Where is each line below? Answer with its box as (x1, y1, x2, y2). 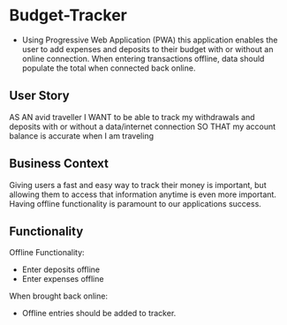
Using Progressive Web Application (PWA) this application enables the (21, 34, 278, 45)
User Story (9, 88, 70, 103)
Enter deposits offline (21, 264, 100, 275)
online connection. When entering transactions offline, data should (21, 53, 265, 64)
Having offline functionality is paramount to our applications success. (9, 198, 262, 208)
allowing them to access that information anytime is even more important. (9, 189, 276, 200)
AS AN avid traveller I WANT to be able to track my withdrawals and (9, 111, 255, 122)
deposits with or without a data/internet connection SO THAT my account (9, 121, 276, 132)
